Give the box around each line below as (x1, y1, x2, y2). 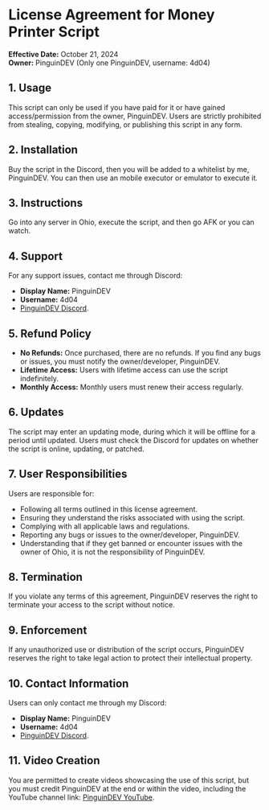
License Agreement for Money (8, 6, 215, 24)
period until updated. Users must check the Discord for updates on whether (8, 435, 259, 445)
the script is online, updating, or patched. (8, 444, 145, 454)
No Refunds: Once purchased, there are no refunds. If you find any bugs (19, 348, 261, 357)
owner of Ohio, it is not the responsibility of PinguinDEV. (19, 547, 206, 557)
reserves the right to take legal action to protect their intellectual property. (8, 653, 253, 663)
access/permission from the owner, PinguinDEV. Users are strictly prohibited (8, 111, 262, 121)
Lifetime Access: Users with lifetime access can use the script (19, 365, 228, 375)
